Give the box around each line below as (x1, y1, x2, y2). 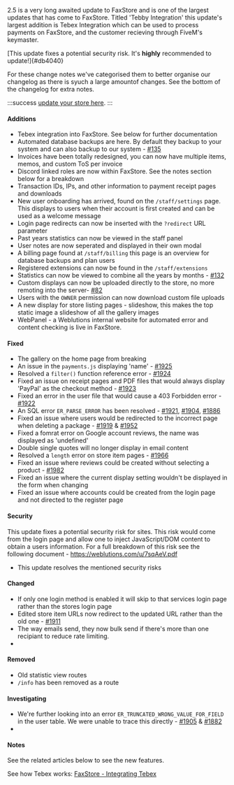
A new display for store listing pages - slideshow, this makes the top (17, 301, 214, 310)
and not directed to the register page (17, 496, 124, 504)
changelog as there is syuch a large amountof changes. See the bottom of (7, 78, 221, 86)
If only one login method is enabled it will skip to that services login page (17, 594, 227, 603)
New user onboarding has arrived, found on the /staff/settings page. (17, 197, 221, 206)
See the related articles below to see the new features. (7, 756, 165, 765)
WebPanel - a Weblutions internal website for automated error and (17, 316, 208, 324)
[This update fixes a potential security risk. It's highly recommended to (7, 49, 212, 57)
